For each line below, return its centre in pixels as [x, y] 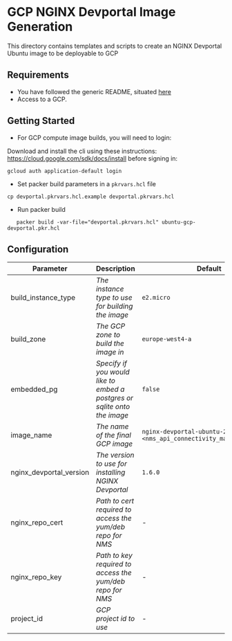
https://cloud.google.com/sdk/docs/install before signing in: [93, 158]
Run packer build [41, 209]
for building [114, 307]
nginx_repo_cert [37, 523]
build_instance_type [43, 298]
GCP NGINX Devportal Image [91, 12]
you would [113, 372]
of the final [113, 435]
